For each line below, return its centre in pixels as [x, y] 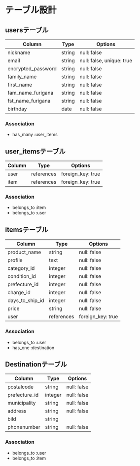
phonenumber [24, 427]
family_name [22, 77]
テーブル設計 [31, 10]
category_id [21, 268]
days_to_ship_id [26, 301]
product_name [24, 252]
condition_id [22, 276]
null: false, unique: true [106, 61]
